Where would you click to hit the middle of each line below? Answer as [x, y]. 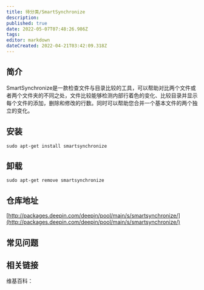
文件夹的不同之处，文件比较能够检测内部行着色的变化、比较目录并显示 [110, 95]
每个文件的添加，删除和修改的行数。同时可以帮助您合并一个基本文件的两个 [99, 103]
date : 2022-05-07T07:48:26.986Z [47, 29]
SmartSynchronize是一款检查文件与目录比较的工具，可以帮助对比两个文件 [99, 88]
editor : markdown [28, 40]
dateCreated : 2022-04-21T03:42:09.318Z [57, 46]
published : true [27, 23]
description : [23, 18]
